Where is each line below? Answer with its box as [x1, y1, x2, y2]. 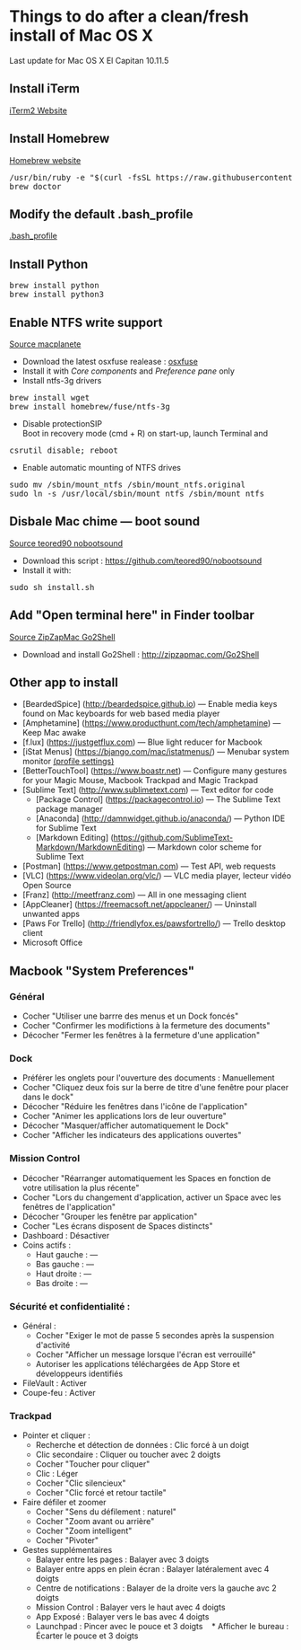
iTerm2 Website [9, 105, 67, 116]
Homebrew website [9, 154, 82, 165]
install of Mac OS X [9, 25, 154, 46]
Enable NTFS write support [9, 314, 163, 330]
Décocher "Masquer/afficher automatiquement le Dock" [21, 1120, 229, 1131]
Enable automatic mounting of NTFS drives [21, 463, 182, 472]
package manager [35, 804, 103, 815]
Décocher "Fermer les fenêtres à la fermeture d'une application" [21, 1030, 261, 1041]
